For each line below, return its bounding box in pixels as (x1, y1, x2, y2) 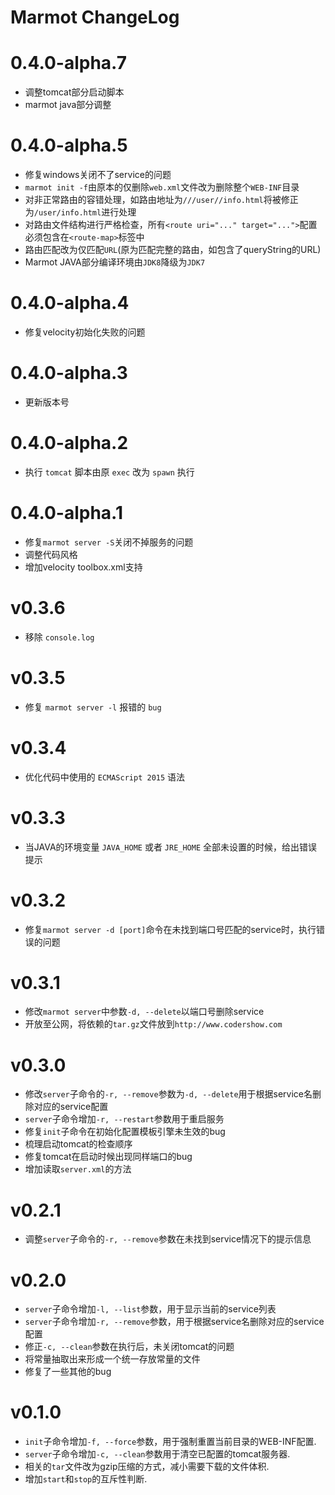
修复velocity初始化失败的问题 (24, 326, 146, 338)
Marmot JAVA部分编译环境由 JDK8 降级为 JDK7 (24, 256, 206, 268)
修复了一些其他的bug (24, 1366, 112, 1378)
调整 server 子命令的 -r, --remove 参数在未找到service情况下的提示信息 (24, 1233, 312, 1245)
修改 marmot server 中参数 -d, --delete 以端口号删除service (24, 1006, 265, 1018)
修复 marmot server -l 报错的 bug (24, 701, 162, 713)
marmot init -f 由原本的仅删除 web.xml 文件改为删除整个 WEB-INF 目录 (24, 181, 300, 193)
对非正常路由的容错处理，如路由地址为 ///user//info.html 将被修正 (24, 194, 299, 206)
